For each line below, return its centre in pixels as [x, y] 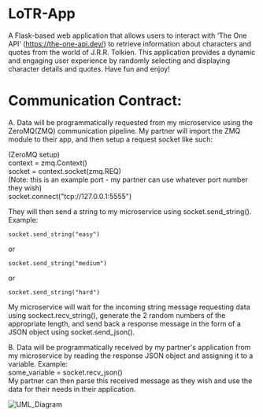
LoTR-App [42, 14]
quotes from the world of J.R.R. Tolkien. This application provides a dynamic [132, 52]
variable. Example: [38, 363]
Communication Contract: [95, 101]
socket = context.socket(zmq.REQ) [65, 171]
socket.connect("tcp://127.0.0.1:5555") [70, 196]
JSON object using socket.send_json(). [72, 332]
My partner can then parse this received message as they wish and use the [130, 380]
